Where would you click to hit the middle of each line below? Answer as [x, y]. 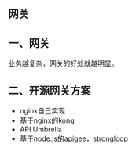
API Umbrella [41, 129]
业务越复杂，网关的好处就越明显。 [63, 63]
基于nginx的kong [47, 120]
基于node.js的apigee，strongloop [74, 138]
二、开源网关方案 [50, 90]
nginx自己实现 [42, 111]
